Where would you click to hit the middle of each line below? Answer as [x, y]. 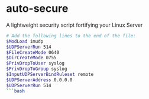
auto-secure [37, 9]
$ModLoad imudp [25, 41]
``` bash [16, 91]
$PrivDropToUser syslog [35, 63]
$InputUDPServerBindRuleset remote [50, 75]
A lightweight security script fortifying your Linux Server [74, 25]
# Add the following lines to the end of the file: [71, 36]
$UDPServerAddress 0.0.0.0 [39, 80]
